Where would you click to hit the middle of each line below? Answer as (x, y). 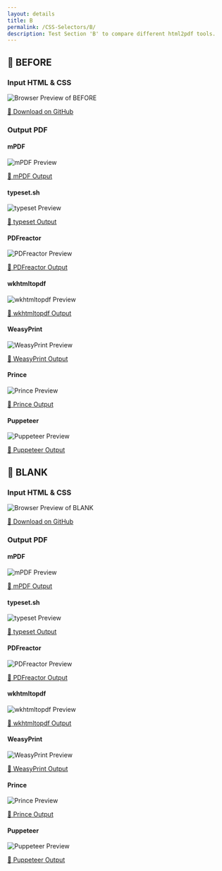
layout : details (31, 14)
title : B (20, 21)
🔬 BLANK (27, 472)
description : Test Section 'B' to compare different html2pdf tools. (112, 34)
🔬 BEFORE (30, 62)
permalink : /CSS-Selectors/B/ (52, 27)
